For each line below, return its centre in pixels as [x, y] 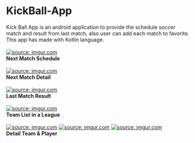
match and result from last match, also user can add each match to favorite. [98, 33]
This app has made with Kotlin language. [55, 39]
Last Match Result [28, 96]
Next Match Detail [28, 77]
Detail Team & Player [32, 133]
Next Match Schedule [33, 58]
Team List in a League [33, 114]
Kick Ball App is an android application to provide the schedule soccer [91, 27]
